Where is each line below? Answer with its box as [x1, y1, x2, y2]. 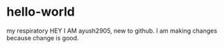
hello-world [6, 4, 76, 20]
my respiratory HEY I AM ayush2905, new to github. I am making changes [6, 27, 218, 35]
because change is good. [6, 33, 79, 42]
